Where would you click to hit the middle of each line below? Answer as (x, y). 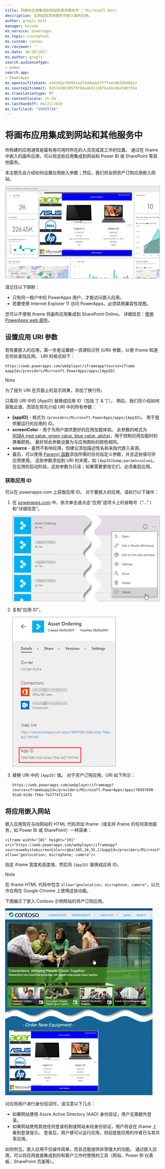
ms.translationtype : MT (29, 93)
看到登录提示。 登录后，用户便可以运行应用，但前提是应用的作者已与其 (84, 1132)
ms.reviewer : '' (22, 47)
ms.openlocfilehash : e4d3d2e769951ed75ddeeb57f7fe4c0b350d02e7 (71, 83)
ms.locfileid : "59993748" (31, 109)
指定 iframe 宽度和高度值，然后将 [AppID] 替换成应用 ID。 (63, 864)
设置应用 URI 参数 (31, 337)
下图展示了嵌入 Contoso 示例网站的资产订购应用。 (56, 901)
